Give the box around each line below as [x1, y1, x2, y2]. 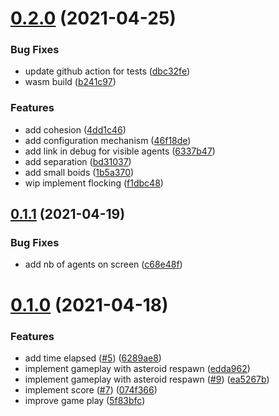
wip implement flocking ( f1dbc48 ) [24, 177, 164, 189]
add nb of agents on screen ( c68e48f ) [24, 258, 183, 271]
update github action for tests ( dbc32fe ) [24, 65, 190, 77]
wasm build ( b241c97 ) [24, 76, 117, 88]
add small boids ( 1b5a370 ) [24, 166, 135, 178]
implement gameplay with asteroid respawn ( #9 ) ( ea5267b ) [24, 373, 270, 385]
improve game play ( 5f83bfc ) [24, 394, 146, 406]
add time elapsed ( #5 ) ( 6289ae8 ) [24, 352, 162, 364]
